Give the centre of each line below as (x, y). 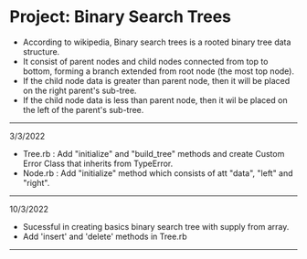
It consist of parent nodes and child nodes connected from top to (145, 61)
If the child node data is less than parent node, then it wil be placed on (155, 100)
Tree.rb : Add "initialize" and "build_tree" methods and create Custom (153, 153)
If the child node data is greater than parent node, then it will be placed (156, 80)
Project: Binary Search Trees (120, 17)
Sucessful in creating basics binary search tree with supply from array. (156, 226)
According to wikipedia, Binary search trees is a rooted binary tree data (157, 42)
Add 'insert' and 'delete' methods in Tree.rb (105, 236)
